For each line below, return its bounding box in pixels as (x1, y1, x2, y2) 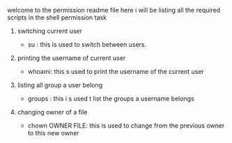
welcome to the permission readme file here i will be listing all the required (7, 6, 221, 14)
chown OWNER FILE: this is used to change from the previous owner (27, 121, 225, 130)
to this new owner (27, 129, 79, 137)
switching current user (17, 27, 82, 35)
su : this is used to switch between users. (27, 40, 147, 48)
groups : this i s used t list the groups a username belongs (27, 94, 195, 103)
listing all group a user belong (17, 81, 103, 89)
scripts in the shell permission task (7, 13, 107, 22)
